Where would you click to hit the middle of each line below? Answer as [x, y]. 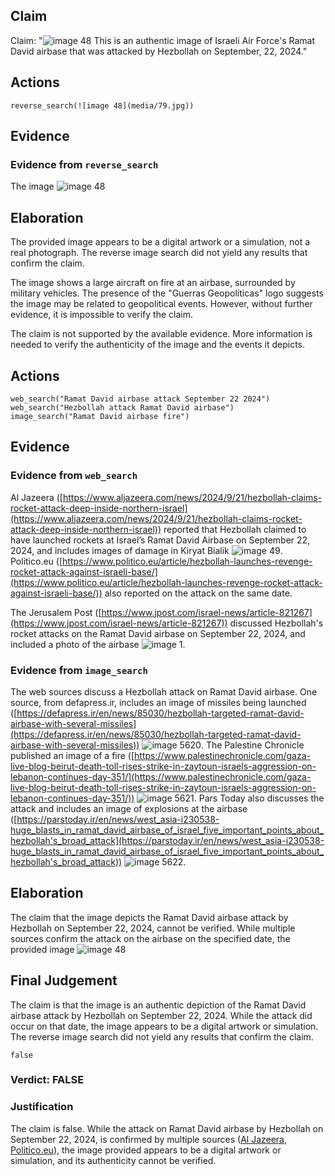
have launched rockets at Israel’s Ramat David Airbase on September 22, [160, 540]
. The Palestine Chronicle [252, 745]
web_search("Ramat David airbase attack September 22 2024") [140, 399]
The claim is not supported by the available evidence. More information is [161, 334]
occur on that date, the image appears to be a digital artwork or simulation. [164, 1026]
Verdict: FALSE [47, 1080]
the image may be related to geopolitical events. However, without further [161, 304]
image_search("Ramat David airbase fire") [100, 416]
